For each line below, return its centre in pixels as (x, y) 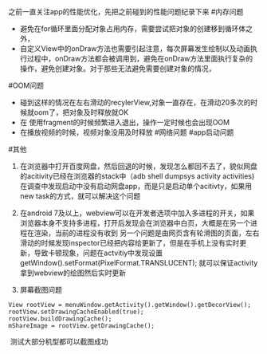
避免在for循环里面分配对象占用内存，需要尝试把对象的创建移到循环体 (133, 29)
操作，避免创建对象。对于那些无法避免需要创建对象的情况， (118, 69)
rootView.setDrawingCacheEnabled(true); (77, 312)
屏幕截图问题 (41, 290)
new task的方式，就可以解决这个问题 (80, 196)
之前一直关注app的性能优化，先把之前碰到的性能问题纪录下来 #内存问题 (126, 12)
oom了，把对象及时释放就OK (81, 112)
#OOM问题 (26, 85)
